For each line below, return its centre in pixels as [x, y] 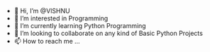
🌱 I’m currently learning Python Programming [80, 26]
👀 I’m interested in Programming [61, 18]
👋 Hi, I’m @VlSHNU [42, 11]
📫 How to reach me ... [47, 41]
